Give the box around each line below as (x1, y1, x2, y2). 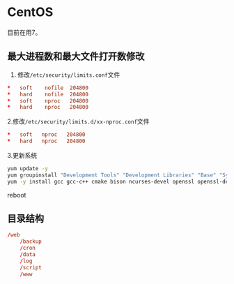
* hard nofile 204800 (7, 91, 89, 98)
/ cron (19, 245, 36, 252)
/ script (19, 264, 42, 271)
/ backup (19, 238, 42, 245)
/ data (19, 251, 36, 258)
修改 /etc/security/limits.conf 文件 (17, 70, 120, 79)
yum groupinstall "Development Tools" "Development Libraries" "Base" (7, 172, 217, 179)
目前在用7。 (7, 28, 42, 36)
